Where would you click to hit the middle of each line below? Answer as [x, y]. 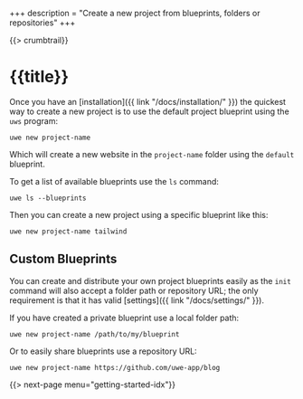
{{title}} [39, 77]
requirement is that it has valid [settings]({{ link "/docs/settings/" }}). [137, 300]
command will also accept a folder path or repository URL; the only [134, 290]
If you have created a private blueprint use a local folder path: [124, 318]
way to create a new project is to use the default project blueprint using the [149, 111]
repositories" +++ [43, 23]
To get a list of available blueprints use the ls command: [114, 181]
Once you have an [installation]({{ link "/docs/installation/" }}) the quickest [148, 101]
